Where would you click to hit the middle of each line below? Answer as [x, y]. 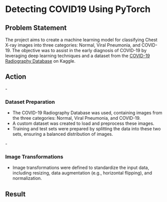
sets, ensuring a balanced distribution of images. [63, 134]
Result [15, 194]
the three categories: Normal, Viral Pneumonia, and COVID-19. [76, 118]
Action [16, 77]
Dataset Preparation [30, 102]
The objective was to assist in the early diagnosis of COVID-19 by [79, 50]
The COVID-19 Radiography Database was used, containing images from [87, 113]
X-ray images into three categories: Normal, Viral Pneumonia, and [73, 45]
